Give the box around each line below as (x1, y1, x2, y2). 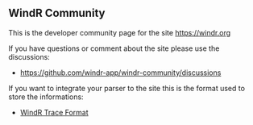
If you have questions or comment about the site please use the (8, 44, 220, 53)
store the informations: (8, 92, 84, 102)
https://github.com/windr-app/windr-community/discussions (19, 68, 222, 77)
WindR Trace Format (19, 107, 89, 117)
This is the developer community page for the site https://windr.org (8, 27, 231, 37)
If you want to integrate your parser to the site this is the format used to (8, 83, 246, 93)
